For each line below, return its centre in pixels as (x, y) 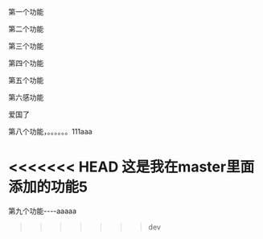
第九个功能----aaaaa (43, 211)
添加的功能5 (48, 187)
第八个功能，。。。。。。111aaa (50, 132)
